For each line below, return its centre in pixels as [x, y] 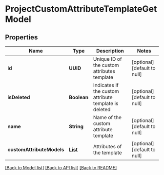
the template [107, 153]
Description [110, 51]
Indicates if [106, 85]
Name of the [107, 117]
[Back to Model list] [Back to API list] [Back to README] [61, 168]
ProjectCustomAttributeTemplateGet [81, 9]
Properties [21, 37]
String [76, 126]
